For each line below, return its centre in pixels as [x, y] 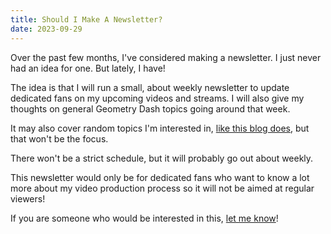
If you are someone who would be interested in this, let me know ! [144, 218]
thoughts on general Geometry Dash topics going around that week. [150, 108]
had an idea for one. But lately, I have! [88, 68]
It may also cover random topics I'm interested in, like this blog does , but [160, 128]
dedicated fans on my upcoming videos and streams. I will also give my [157, 98]
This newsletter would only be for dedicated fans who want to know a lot [160, 177]
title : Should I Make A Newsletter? [86, 19]
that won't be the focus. [59, 138]
